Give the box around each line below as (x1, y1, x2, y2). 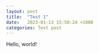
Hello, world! (6, 41, 37, 48)
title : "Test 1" (6, 14, 49, 20)
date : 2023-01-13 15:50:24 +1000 (6, 19, 94, 25)
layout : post (6, 8, 38, 15)
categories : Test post (6, 24, 62, 31)
